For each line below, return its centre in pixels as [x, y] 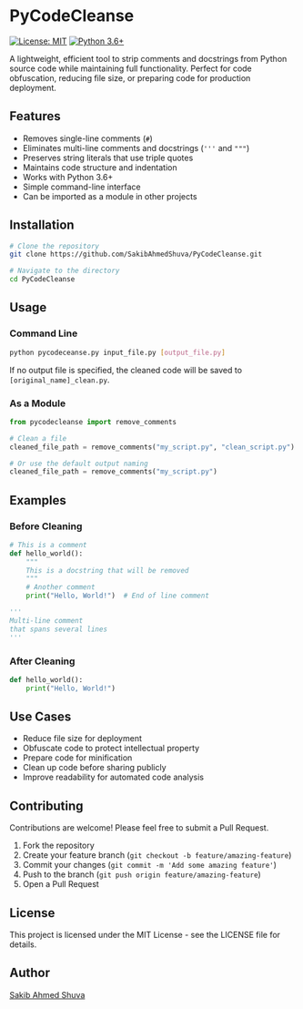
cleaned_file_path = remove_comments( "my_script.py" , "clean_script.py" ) [152, 447]
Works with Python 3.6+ [68, 177]
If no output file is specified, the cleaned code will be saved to [126, 370]
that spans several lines [58, 629]
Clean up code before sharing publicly [94, 768]
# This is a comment [49, 545]
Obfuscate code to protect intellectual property [111, 749]
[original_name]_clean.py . [60, 380]
